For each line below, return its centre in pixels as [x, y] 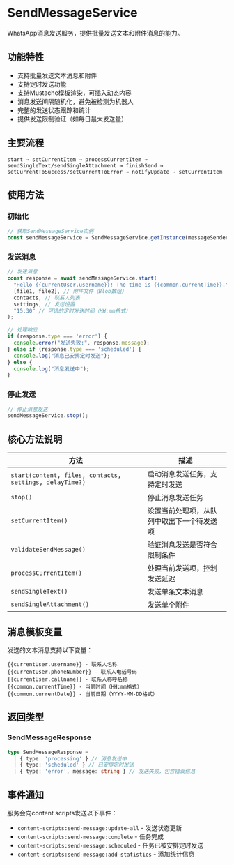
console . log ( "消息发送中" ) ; [52, 369]
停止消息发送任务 [175, 498]
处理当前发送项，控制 [182, 569]
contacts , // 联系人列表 [47, 298]
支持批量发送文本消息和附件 [57, 75]
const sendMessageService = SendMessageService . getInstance [96, 238]
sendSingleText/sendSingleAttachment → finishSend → [85, 165]
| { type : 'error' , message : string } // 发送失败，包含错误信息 [104, 772]
